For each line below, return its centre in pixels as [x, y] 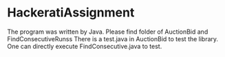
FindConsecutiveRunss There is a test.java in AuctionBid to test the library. [113, 38]
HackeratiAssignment [71, 13]
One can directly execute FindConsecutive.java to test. [85, 46]
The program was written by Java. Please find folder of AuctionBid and [108, 32]
